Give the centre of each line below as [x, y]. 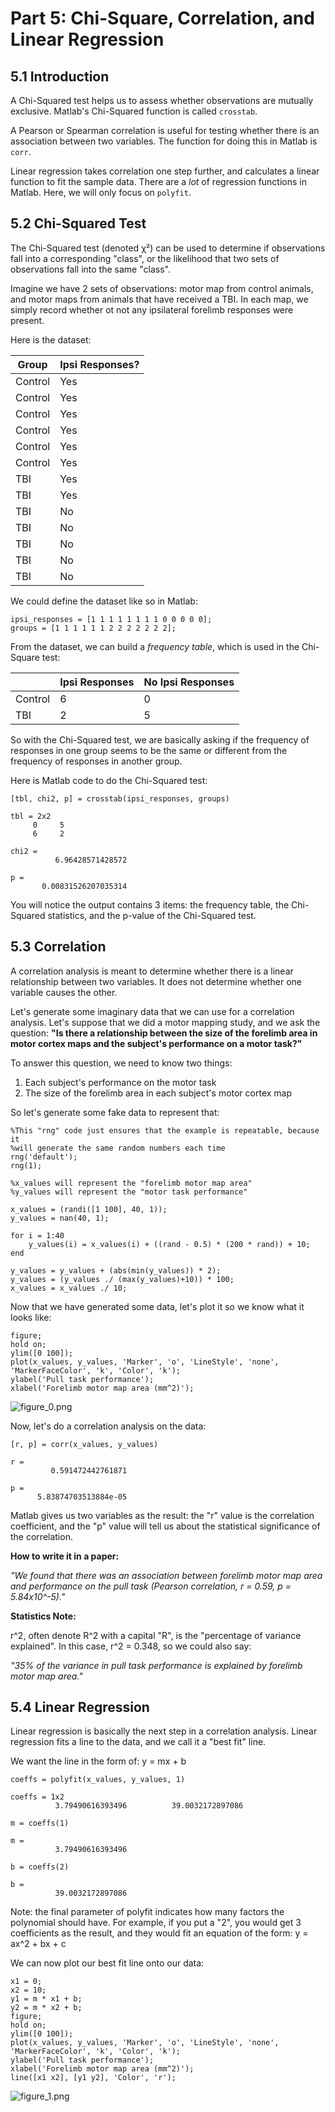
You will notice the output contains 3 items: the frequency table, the [150, 904]
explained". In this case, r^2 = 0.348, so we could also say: [131, 1646]
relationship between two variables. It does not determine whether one [156, 981]
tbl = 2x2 [31, 816]
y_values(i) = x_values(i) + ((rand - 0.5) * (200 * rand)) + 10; [169, 1244]
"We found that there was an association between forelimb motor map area [166, 1575]
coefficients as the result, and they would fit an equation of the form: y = [159, 1933]
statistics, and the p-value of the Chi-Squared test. [152, 915]
